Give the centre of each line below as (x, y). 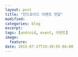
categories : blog (23, 24)
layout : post (18, 10)
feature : (18, 42)
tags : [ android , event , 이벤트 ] (37, 33)
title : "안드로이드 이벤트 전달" (34, 14)
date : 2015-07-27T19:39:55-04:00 (39, 47)
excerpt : (14, 28)
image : (12, 38)
